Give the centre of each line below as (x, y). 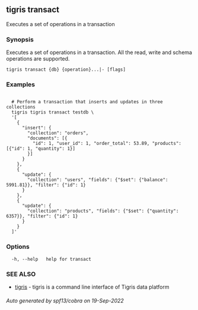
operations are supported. (38, 59)
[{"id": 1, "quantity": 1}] (41, 149)
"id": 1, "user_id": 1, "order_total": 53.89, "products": (107, 144)
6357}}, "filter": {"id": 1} (42, 216)
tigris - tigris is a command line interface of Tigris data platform (92, 287)
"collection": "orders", (58, 133)
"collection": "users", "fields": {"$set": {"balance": (98, 180)
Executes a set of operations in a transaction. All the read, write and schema (99, 52)
